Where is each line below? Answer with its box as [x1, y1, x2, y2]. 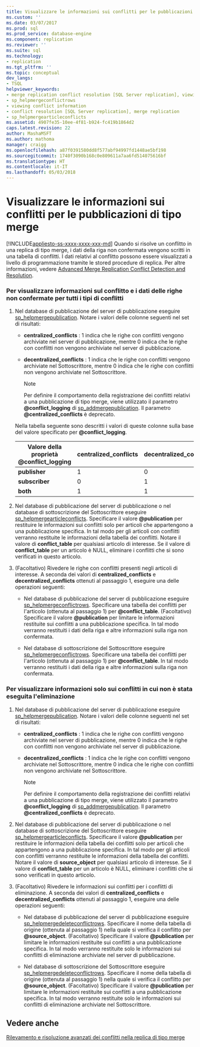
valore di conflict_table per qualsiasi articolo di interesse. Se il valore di [14, 540, 190, 548]
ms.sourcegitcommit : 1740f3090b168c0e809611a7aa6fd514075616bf [6, 153, 167, 159]
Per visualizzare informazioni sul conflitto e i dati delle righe [6, 287, 183, 295]
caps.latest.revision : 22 [6, 125, 70, 131]
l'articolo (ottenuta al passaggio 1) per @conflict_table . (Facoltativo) [23, 608, 192, 615]
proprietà [31, 451, 58, 459]
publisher [17, 468, 46, 476]
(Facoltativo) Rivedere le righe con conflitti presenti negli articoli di [14, 564, 178, 572]
